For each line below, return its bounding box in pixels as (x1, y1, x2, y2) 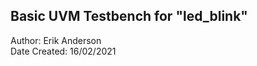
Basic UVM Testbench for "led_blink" (10, 8, 248, 25)
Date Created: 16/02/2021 (10, 45, 117, 57)
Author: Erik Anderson (10, 34, 102, 46)
